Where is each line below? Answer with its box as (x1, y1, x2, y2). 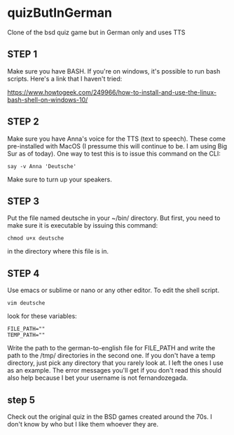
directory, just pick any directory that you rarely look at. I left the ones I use (7, 359, 224, 367)
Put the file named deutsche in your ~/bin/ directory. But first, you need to (7, 214, 221, 222)
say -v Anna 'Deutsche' (7, 163, 77, 170)
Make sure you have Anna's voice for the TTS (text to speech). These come (7, 134, 226, 143)
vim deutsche (7, 300, 46, 307)
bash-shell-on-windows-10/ (7, 95, 88, 104)
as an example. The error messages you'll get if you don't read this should (7, 366, 222, 375)
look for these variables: (7, 312, 77, 320)
